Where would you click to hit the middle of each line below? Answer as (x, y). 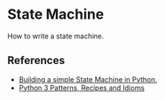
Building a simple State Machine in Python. (88, 79)
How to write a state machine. (56, 36)
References (36, 61)
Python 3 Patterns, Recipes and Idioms (81, 87)
